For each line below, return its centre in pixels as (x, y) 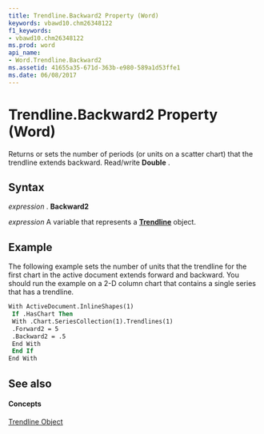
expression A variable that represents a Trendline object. (102, 222)
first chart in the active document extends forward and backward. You (124, 275)
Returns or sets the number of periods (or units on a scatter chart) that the (131, 153)
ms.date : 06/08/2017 (43, 75)
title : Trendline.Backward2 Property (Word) (84, 16)
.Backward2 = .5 (39, 336)
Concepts (25, 404)
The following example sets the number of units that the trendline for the (128, 267)
